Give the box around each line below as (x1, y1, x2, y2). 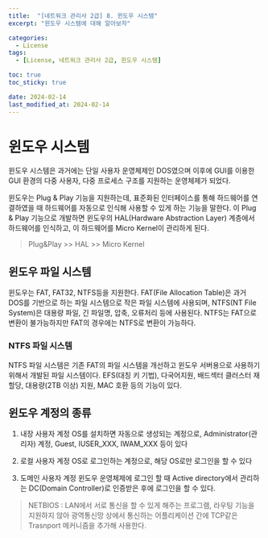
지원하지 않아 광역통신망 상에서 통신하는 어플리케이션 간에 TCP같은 (27, 511, 238, 520)
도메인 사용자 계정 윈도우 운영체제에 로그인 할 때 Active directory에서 (19, 473, 239, 483)
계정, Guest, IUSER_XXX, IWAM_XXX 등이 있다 (37, 439, 188, 448)
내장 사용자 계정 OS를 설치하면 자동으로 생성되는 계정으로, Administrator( (19, 429, 252, 439)
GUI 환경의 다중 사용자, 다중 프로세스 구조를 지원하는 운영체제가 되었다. (8, 176, 231, 186)
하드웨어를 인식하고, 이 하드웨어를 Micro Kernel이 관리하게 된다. (8, 223, 209, 233)
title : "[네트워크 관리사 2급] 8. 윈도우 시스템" (8, 11, 159, 20)
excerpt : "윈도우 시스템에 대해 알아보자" (8, 19, 131, 27)
